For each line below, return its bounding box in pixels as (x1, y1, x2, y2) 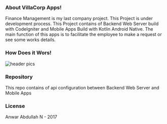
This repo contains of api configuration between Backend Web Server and (5, 84, 160, 90)
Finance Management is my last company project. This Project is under (5, 16, 153, 22)
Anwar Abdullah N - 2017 (5, 114, 58, 120)
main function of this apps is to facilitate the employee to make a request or (5, 32, 162, 38)
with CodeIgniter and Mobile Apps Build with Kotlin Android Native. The (5, 26, 153, 32)
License (5, 102, 25, 109)
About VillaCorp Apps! (5, 4, 62, 11)
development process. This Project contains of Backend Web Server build (5, 21, 159, 27)
